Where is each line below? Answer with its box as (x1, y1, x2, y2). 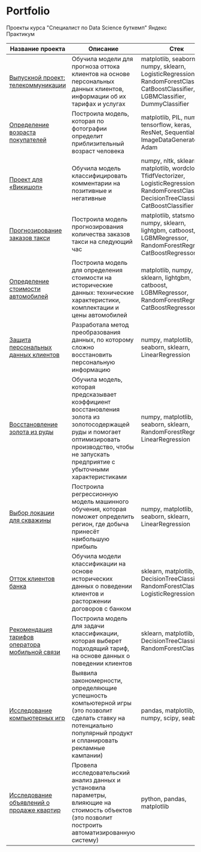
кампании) (71, 751, 103, 759)
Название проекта (10, 44, 66, 53)
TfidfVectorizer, (141, 171, 185, 180)
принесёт (71, 527, 100, 536)
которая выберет (71, 636, 122, 645)
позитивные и (71, 186, 112, 195)
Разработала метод (71, 321, 129, 329)
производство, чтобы (71, 442, 135, 451)
